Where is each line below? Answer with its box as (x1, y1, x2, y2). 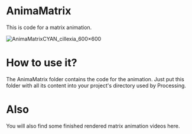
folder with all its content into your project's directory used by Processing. (6, 82, 186, 89)
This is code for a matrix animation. (6, 24, 92, 31)
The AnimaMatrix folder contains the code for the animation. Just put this (6, 75, 184, 82)
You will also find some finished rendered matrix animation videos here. (6, 122, 180, 129)
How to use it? (6, 56, 77, 69)
